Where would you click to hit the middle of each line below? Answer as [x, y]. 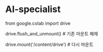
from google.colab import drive [38, 23]
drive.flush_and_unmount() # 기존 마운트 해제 [52, 33]
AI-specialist [33, 9]
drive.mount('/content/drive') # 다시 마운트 [49, 44]
